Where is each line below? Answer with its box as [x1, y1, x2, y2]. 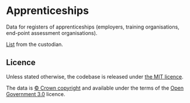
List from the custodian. [6, 41, 63, 48]
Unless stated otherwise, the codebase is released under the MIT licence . [6, 73, 184, 80]
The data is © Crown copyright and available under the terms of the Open [6, 84, 184, 91]
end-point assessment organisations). [6, 29, 98, 36]
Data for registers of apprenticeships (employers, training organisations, [6, 23, 179, 30]
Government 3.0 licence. [6, 90, 65, 97]
